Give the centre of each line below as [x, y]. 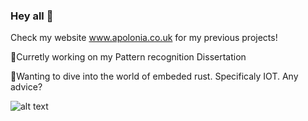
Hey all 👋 [32, 16]
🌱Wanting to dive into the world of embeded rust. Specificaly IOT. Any [154, 76]
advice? [26, 87]
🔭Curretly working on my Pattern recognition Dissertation [128, 57]
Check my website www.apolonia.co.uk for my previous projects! [144, 38]
